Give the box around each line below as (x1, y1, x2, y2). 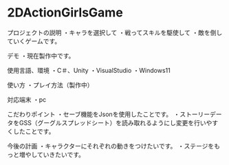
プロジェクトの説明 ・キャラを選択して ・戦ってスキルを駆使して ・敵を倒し (7, 28, 223, 36)
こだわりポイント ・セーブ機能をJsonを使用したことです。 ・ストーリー (7, 110, 210, 118)
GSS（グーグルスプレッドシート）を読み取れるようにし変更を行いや (19, 118, 212, 126)
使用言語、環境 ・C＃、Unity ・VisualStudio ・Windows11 (7, 66, 171, 74)
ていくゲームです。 (7, 36, 61, 45)
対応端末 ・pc (7, 95, 47, 104)
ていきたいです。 (36, 150, 85, 159)
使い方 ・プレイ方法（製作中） (7, 80, 94, 89)
